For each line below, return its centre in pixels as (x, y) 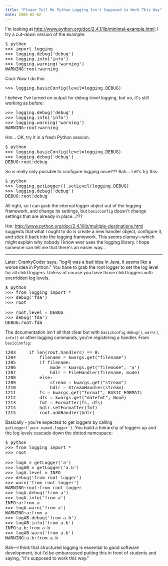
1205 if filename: (38, 362)
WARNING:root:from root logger (43, 487)
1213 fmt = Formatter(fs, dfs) (54, 403)
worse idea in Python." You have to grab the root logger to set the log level (82, 267)
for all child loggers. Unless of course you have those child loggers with (79, 272)
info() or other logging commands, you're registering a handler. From (77, 337)
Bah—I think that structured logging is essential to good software (72, 547)
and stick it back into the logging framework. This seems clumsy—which (80, 237)
